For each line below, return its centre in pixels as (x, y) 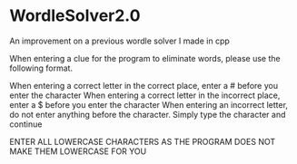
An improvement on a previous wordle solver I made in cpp (119, 41)
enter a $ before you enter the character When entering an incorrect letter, (149, 104)
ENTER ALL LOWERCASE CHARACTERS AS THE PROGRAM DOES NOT (143, 141)
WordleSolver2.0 (75, 16)
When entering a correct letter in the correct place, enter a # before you (144, 85)
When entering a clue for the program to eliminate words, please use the (145, 58)
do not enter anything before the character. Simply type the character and (148, 114)
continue (26, 124)
